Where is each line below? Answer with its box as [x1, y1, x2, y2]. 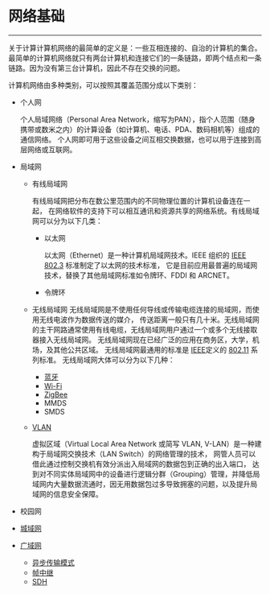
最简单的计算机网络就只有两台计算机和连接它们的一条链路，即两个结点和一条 [8, 53, 262, 63]
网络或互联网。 [27, 144, 77, 154]
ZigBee [43, 390, 68, 399]
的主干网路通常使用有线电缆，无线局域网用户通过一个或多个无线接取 [31, 324, 258, 334]
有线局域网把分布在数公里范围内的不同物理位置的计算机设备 [31, 196, 230, 205]
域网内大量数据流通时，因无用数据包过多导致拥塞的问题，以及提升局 [31, 479, 258, 489]
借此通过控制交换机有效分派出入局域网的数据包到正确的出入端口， [31, 459, 251, 468]
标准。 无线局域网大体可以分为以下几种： [39, 355, 175, 365]
